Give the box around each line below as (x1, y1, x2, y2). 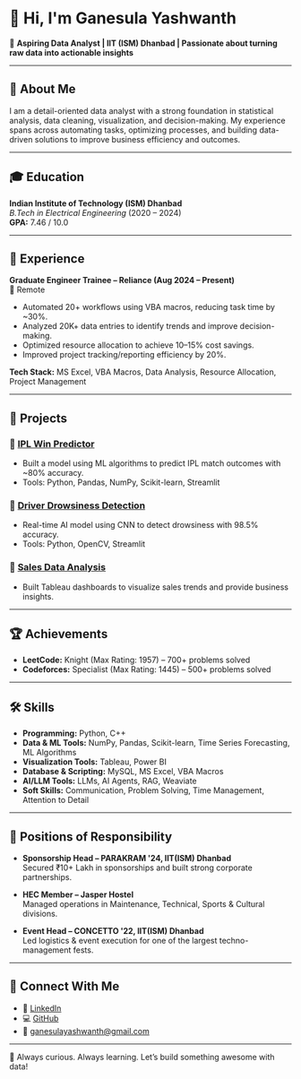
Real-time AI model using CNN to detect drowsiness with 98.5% (21, 520, 259, 531)
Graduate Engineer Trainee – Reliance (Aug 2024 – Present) (9, 275, 236, 286)
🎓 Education (9, 169, 85, 185)
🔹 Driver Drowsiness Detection (9, 499, 146, 512)
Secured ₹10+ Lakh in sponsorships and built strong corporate (21, 862, 253, 873)
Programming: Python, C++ (21, 728, 127, 738)
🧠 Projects (9, 410, 68, 426)
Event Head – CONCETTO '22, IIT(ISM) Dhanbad (21, 926, 204, 937)
